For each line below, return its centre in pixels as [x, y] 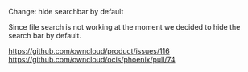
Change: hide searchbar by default [66, 12]
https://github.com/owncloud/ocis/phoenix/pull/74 [92, 60]
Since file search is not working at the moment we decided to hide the [124, 27]
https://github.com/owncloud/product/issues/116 [89, 51]
